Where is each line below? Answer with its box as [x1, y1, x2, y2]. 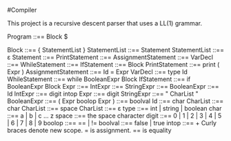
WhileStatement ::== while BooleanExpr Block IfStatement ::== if [7, 75, 191, 83]
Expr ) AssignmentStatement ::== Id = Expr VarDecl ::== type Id [7, 68, 188, 76]
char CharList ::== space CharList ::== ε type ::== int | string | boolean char [7, 105, 222, 112]
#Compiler [7, 6, 37, 14]
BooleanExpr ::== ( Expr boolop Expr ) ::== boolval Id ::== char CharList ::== [7, 97, 224, 105]
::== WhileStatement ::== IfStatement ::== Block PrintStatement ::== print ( [7, 61, 220, 68]
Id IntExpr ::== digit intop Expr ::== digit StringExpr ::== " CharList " [7, 89, 199, 98]
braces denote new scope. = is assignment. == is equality [7, 127, 172, 134]
